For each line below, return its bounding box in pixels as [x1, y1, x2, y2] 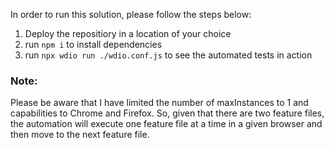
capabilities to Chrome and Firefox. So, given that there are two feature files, [10, 107, 325, 119]
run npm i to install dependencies [24, 39, 163, 50]
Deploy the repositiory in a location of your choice [24, 28, 232, 39]
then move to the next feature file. [10, 129, 150, 141]
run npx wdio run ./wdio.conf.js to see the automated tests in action [24, 49, 313, 61]
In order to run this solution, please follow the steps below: [10, 9, 252, 20]
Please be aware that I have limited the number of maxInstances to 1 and [10, 97, 309, 109]
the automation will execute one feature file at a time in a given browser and [10, 118, 323, 130]
